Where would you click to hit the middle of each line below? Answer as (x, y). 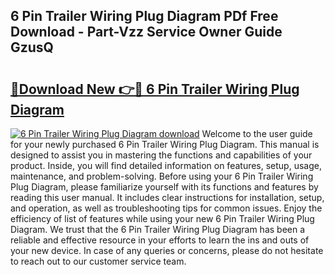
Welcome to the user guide (257, 133)
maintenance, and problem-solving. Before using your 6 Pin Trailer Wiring (162, 176)
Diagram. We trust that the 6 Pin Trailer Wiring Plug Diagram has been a (158, 229)
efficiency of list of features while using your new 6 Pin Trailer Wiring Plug (162, 218)
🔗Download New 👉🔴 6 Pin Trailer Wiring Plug (155, 89)
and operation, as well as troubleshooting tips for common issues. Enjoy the (166, 208)
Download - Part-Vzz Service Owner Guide (146, 32)
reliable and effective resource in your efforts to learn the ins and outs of (160, 240)
